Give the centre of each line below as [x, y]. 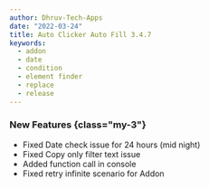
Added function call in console [79, 164]
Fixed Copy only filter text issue [81, 154]
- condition [40, 69]
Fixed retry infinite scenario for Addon [93, 174]
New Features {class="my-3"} [78, 125]
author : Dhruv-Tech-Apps [56, 18]
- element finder [50, 77]
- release [36, 93]
